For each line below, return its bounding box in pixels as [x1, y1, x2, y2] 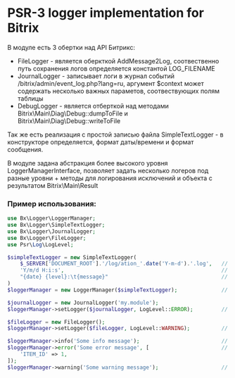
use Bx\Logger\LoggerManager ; [7, 215, 96, 222]
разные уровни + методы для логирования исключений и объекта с [7, 174, 212, 182]
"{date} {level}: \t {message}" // [20, 273, 229, 281]
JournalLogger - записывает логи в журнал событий [17, 72, 174, 80]
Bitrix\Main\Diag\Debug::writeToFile [17, 116, 121, 125]
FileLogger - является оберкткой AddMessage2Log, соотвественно [17, 56, 220, 65]
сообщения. [7, 145, 44, 153]
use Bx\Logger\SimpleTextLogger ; [7, 222, 106, 229]
